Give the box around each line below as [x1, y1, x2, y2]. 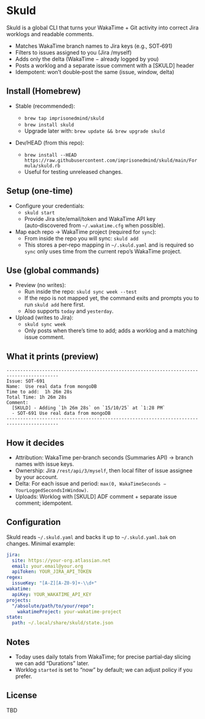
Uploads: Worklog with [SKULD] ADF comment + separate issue [15, 493, 177, 500]
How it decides [6, 438, 64, 448]
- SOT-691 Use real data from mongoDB [12, 411, 111, 417]
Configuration [6, 517, 61, 527]
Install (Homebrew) [6, 86, 81, 97]
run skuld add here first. [24, 301, 86, 308]
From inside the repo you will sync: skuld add [24, 234, 139, 242]
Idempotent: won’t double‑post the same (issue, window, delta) [15, 68, 174, 75]
